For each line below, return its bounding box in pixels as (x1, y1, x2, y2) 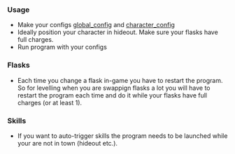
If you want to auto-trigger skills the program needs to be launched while (17, 131, 228, 140)
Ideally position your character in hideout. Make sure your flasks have (17, 28, 218, 36)
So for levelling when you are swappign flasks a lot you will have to (17, 84, 211, 92)
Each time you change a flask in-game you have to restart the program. (17, 76, 223, 84)
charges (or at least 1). (17, 98, 83, 107)
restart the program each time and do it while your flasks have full (17, 91, 208, 99)
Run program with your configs (17, 43, 107, 52)
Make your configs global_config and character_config (17, 21, 175, 29)
